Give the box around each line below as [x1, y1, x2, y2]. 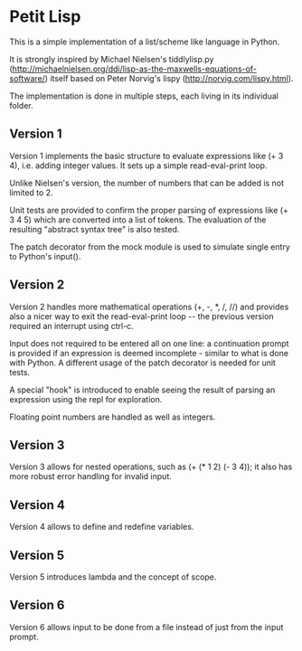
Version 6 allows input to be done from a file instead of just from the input [9, 621, 284, 632]
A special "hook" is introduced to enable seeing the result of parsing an [9, 384, 276, 395]
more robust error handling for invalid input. [9, 471, 172, 482]
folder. [9, 99, 33, 110]
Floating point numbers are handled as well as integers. [9, 411, 216, 422]
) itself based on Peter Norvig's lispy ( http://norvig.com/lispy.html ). [44, 72, 294, 83]
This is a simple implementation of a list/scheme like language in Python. [9, 36, 280, 47]
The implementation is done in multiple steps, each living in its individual [9, 90, 278, 101]
